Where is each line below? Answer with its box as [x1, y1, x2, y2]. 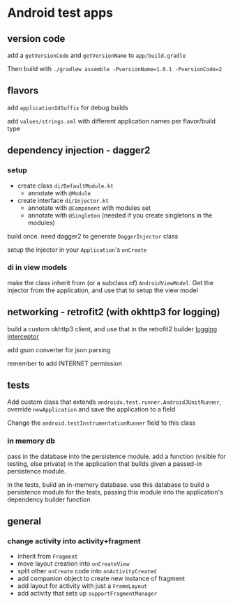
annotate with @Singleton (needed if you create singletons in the [27, 211, 213, 219]
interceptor [7, 332, 40, 340]
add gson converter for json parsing [7, 345, 111, 354]
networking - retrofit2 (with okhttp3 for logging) [7, 306, 220, 318]
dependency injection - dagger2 [7, 144, 151, 156]
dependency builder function [7, 495, 91, 504]
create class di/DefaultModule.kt [17, 181, 114, 190]
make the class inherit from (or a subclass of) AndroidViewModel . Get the [7, 278, 214, 287]
